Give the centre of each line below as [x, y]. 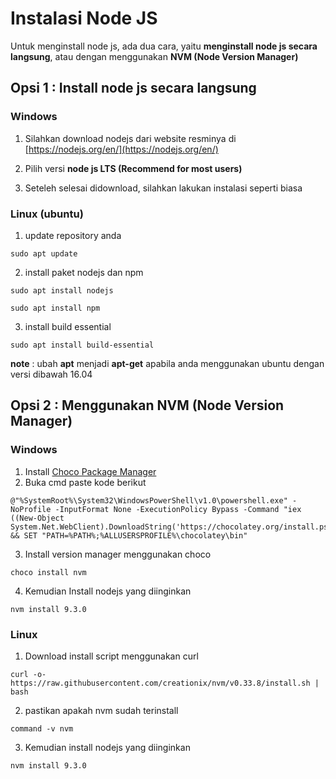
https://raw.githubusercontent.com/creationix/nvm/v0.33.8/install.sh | [165, 683]
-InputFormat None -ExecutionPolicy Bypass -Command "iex [178, 509]
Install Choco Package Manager [90, 471]
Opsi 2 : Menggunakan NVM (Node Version [147, 405]
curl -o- [28, 674]
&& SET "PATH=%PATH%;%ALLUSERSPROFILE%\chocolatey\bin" [129, 535]
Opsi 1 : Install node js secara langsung [133, 88]
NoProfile [31, 509]
